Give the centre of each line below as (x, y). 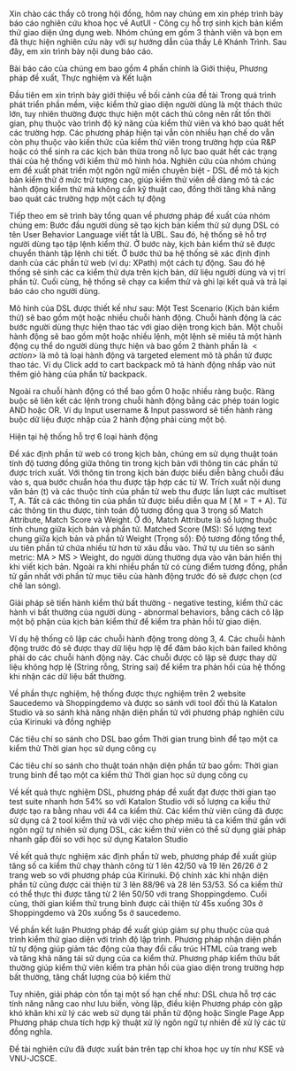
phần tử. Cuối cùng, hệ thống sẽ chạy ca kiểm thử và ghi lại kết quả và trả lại (148, 282)
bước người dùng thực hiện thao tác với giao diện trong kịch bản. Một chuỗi (146, 327)
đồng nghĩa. (31, 1032)
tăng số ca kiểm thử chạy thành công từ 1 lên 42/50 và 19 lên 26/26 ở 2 (139, 865)
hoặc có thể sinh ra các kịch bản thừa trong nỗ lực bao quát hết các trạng (143, 151)
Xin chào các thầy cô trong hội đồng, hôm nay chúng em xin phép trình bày (146, 14)
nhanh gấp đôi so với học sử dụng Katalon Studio (99, 839)
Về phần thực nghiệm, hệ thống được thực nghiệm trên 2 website (127, 694)
